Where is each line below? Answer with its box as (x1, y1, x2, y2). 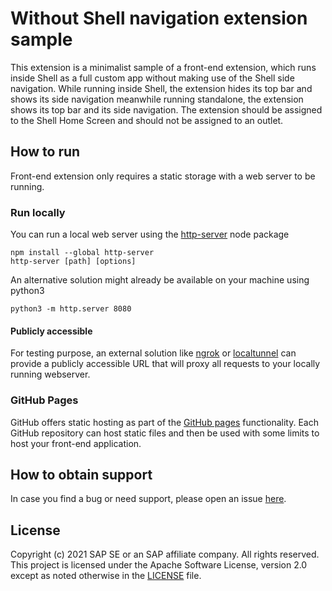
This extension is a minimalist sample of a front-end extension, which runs (10, 61, 317, 73)
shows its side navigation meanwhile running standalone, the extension (10, 93, 304, 105)
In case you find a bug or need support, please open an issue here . (10, 493, 287, 505)
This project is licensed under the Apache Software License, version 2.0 (10, 559, 308, 571)
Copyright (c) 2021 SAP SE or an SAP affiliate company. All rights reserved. (10, 548, 320, 561)
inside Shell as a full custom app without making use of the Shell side (10, 72, 295, 84)
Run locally (10, 205, 66, 219)
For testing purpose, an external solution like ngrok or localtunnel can (10, 347, 297, 359)
